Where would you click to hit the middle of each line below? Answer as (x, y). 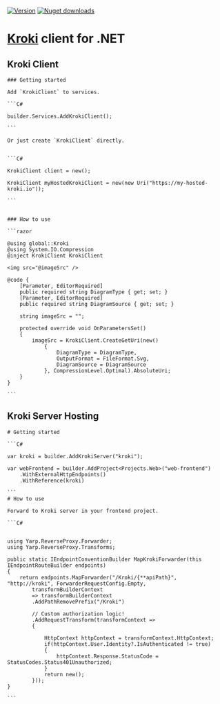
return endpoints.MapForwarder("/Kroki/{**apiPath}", (98, 577)
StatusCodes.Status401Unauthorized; (60, 662)
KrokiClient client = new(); (49, 171)
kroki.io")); (26, 189)
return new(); (64, 674)
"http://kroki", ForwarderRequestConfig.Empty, (77, 584)
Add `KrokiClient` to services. (53, 92)
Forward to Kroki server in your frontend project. (83, 511)
